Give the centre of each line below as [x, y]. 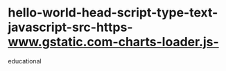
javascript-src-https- [70, 27]
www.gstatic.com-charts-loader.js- [113, 42]
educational [25, 61]
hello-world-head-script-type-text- [113, 13]
